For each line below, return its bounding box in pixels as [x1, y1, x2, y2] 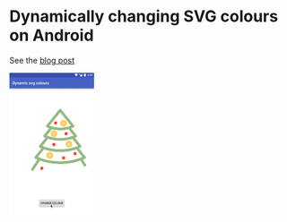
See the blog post [9, 55, 75, 65]
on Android [9, 25, 94, 46]
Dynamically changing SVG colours [9, 6, 279, 27]
